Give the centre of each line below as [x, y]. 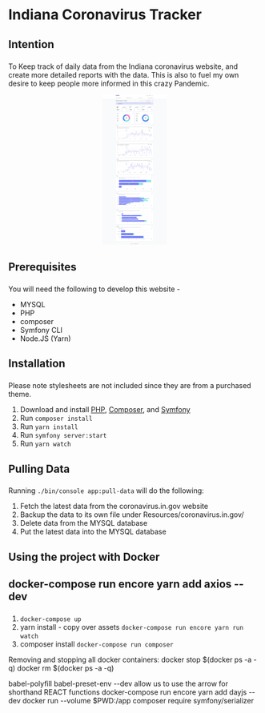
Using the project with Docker [84, 557]
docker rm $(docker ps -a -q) [66, 668]
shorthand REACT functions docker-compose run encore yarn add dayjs [128, 692]
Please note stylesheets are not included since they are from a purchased [130, 386]
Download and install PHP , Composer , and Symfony [105, 410]
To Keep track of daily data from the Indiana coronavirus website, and [123, 66]
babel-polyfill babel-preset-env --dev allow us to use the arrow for [118, 684]
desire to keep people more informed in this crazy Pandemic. [109, 83]
